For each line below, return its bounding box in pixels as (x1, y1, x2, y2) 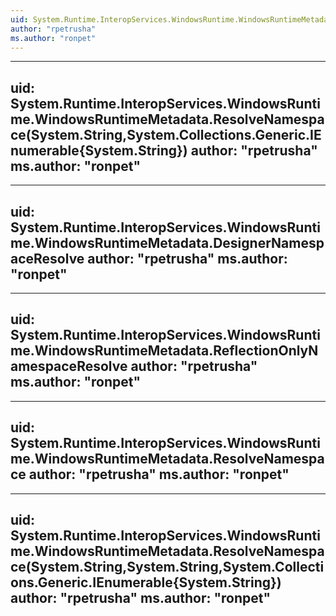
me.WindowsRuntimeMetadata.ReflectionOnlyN (10, 342, 319, 360)
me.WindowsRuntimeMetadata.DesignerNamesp (10, 234, 325, 251)
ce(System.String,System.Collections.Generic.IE (10, 126, 322, 143)
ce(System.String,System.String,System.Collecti (10, 559, 325, 576)
